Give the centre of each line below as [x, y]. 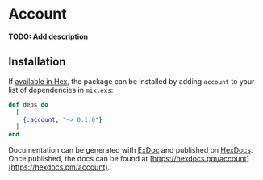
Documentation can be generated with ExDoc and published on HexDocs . [131, 150]
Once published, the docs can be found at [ [81, 159]
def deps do [28, 105]
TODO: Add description [48, 36]
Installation [37, 62]
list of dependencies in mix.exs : [61, 90]
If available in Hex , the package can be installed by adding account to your [131, 81]
